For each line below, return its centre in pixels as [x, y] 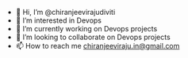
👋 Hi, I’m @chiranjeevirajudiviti [65, 12]
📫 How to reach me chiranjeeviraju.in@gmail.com [98, 46]
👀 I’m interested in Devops [58, 20]
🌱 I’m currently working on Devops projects [86, 29]
